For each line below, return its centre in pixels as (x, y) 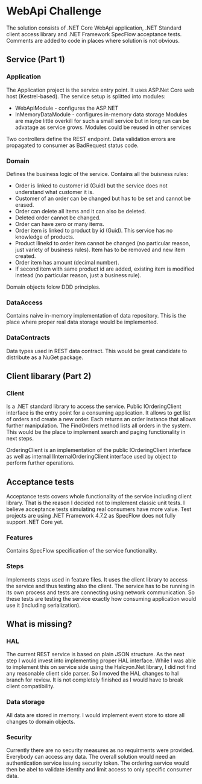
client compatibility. (30, 686)
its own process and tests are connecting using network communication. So (100, 592)
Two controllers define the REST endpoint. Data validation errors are (91, 139)
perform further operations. (40, 463)
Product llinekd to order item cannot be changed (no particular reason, (103, 243)
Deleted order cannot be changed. (58, 218)
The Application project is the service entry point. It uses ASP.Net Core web (100, 90)
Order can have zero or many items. (59, 224)
